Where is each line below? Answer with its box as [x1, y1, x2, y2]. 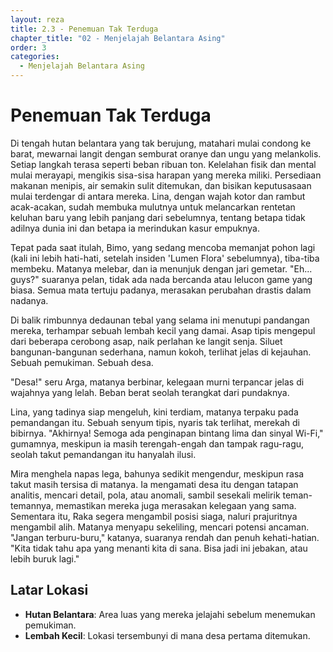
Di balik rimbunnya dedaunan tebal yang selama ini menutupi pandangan [10, 314, 310, 326]
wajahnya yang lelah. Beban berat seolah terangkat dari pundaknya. [10, 386, 290, 398]
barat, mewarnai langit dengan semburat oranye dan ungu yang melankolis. [10, 147, 322, 160]
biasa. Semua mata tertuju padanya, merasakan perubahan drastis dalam [10, 284, 312, 296]
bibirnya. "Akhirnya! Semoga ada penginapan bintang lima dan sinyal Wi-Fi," [10, 427, 324, 439]
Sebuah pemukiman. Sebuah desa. [10, 356, 154, 368]
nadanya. [10, 294, 49, 306]
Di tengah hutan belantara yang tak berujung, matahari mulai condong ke [10, 137, 312, 149]
